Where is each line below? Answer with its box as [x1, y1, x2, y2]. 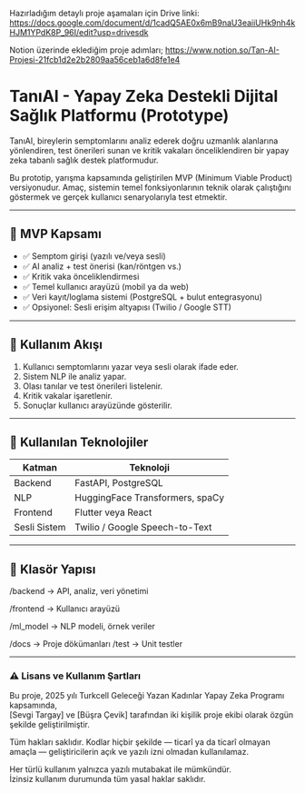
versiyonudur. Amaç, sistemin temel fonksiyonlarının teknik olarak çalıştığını [9, 182, 292, 193]
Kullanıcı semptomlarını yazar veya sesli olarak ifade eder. [22, 361, 239, 372]
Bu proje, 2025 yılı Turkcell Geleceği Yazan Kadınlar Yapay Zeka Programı [9, 690, 285, 701]
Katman [22, 461, 57, 474]
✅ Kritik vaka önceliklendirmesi [22, 271, 140, 282]
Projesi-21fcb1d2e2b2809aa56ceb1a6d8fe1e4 [9, 55, 181, 64]
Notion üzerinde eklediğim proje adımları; [9, 45, 163, 55]
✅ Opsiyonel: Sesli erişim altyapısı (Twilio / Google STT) [22, 302, 231, 312]
